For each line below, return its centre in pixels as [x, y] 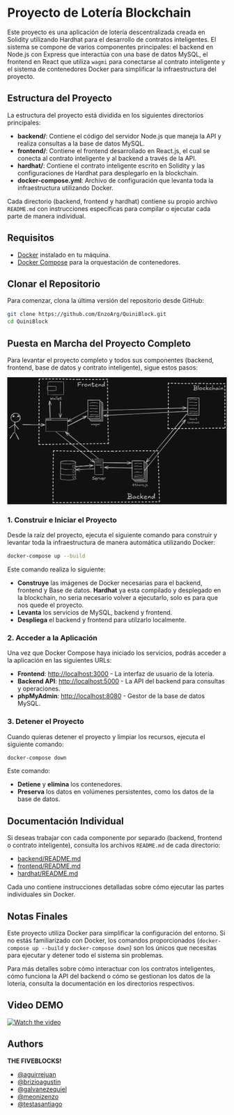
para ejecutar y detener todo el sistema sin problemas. [85, 956]
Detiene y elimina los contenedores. [70, 784]
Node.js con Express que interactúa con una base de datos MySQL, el [108, 54]
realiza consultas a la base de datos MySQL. [81, 143]
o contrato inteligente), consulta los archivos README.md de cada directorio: [114, 845]
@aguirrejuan [37, 1074]
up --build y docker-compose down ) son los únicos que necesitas [125, 948]
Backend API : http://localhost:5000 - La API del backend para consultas [121, 681]
